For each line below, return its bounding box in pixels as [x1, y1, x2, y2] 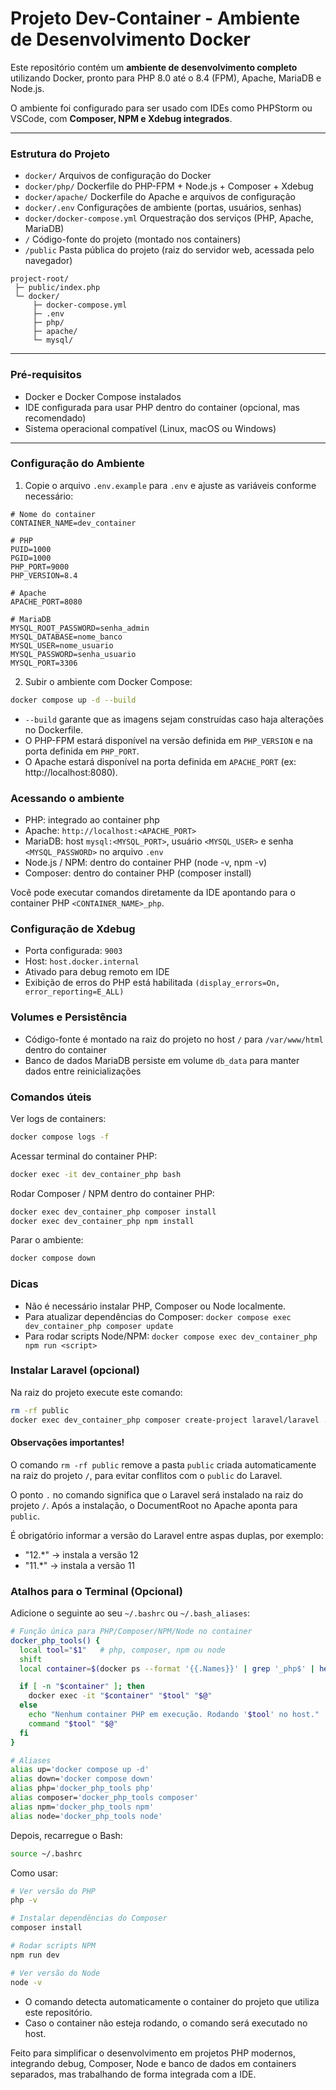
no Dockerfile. [24, 723, 84, 736]
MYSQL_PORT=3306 [10, 658, 78, 668]
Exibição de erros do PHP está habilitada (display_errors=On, [24, 977, 281, 989]
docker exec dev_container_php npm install [10, 1216, 195, 1226]
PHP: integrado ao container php [24, 814, 160, 826]
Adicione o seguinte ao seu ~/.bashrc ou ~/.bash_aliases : [10, 1607, 251, 1619]
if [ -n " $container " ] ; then [19, 1682, 145, 1692]
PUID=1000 [10, 544, 52, 554]
